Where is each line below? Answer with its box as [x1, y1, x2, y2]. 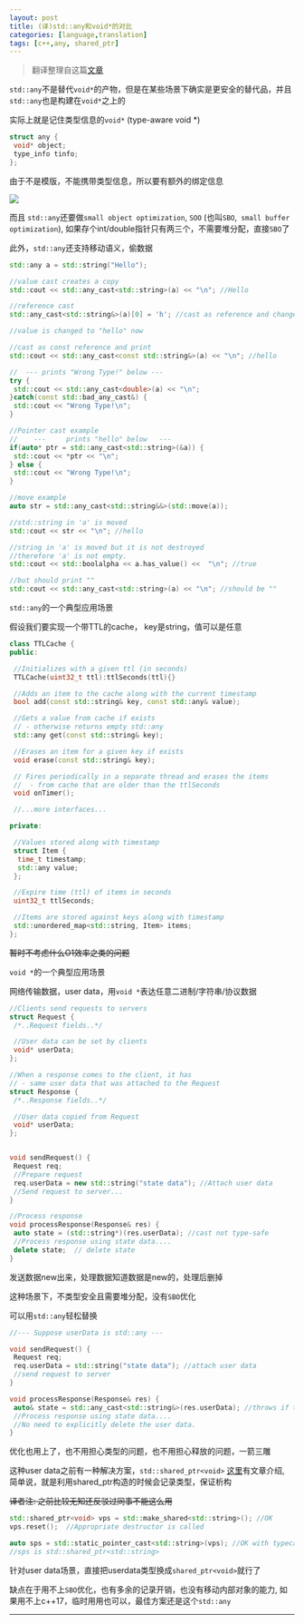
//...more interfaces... [13, 805, 107, 815]
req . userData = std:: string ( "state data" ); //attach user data [13, 1362, 257, 1371]
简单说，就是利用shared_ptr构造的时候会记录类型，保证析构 [9, 1476, 233, 1488]
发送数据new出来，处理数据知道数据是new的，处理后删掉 [9, 1271, 223, 1282]
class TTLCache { [9, 640, 75, 649]
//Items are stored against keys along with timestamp [13, 913, 224, 922]
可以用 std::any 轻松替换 [9, 1310, 98, 1321]
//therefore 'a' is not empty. [9, 551, 128, 561]
